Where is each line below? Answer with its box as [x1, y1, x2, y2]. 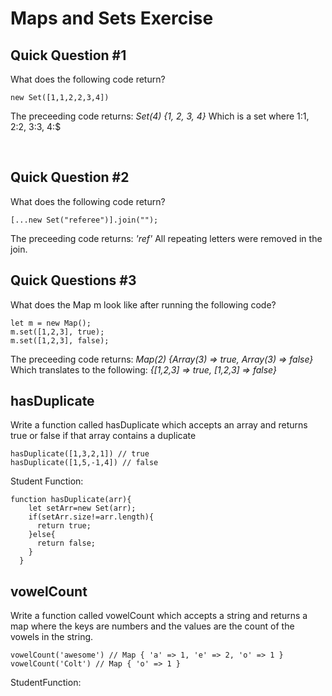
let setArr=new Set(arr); [28, 503, 137, 514]
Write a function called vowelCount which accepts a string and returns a [10, 610, 308, 622]
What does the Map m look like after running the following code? [10, 298, 277, 311]
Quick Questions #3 [10, 272, 137, 289]
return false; [36, 538, 97, 549]
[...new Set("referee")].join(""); [10, 215, 159, 225]
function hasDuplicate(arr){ [10, 495, 132, 505]
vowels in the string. [10, 631, 94, 643]
